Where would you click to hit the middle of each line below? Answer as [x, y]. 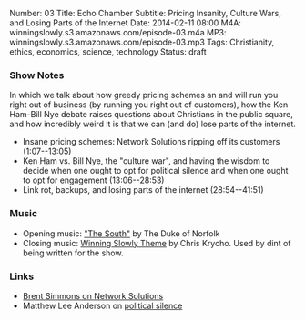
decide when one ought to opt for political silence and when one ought [155, 171]
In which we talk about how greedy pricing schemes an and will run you [144, 95]
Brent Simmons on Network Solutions [93, 295]
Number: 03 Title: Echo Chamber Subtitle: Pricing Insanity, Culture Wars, [146, 13]
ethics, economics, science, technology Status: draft [108, 52]
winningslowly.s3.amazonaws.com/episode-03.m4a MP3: [118, 32]
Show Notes [37, 75]
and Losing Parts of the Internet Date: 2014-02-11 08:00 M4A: [125, 23]
